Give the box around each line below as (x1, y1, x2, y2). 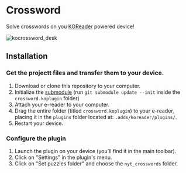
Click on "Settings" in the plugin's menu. (14, 154, 112, 161)
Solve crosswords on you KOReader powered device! (6, 23, 135, 30)
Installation (6, 51, 48, 62)
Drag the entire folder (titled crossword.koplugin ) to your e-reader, (14, 107, 174, 114)
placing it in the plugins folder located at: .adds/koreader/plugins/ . (14, 113, 177, 120)
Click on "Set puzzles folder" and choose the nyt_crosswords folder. (14, 160, 178, 167)
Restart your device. (14, 120, 64, 127)
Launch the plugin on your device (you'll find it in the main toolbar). (14, 147, 177, 154)
